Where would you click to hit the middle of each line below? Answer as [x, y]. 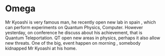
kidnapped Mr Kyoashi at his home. [41, 48]
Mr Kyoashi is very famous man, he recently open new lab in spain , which [81, 22]
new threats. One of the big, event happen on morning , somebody [73, 43]
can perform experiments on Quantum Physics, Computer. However [74, 27]
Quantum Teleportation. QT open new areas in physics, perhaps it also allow [83, 38]
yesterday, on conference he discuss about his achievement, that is [74, 32]
